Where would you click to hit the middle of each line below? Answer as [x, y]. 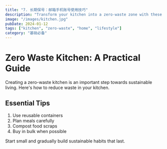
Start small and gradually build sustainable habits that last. [65, 141]
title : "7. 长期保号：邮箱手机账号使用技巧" [47, 10]
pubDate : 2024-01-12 [27, 24]
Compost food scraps [35, 126]
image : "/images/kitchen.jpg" [37, 19]
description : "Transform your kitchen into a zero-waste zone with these [84, 14]
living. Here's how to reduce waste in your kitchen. [57, 87]
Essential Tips [27, 103]
